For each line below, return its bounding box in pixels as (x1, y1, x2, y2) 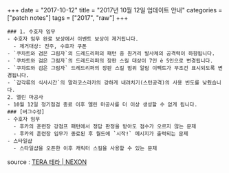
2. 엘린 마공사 (7, 94, 43, 101)
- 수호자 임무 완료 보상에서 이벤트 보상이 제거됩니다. (7, 36, 139, 43)
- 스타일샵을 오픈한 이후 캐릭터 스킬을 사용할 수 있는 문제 (13, 145, 157, 152)
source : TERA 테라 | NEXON (7, 158, 87, 166)
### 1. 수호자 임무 (7, 28, 56, 35)
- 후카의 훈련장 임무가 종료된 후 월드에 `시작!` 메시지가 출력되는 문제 (13, 130, 188, 137)
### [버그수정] (7, 108, 45, 115)
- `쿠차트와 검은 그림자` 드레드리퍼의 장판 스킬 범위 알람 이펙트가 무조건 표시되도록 (7, 65, 215, 71)
